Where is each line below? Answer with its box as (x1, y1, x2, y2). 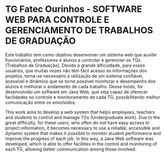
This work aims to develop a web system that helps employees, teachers (5, 109, 155, 115)
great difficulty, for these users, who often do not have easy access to (5, 120, 150, 126)
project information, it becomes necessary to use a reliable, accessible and (5, 125, 160, 131)
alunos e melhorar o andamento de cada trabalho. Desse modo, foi (5, 83, 143, 89)
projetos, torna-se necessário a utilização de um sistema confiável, (5, 73, 143, 79)
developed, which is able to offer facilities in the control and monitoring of (5, 141, 157, 147)
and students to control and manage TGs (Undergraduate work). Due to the (5, 114, 160, 120)
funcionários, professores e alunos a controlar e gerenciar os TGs (5, 57, 141, 63)
